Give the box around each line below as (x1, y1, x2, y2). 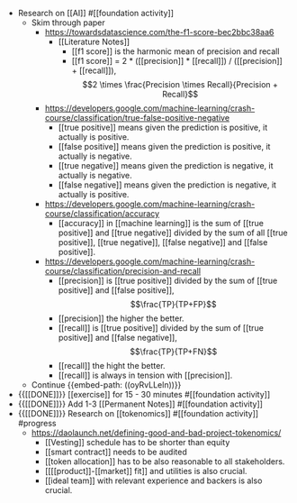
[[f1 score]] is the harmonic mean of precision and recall (71, 46, 280, 57)
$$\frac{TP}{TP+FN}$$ (130, 346, 218, 357)
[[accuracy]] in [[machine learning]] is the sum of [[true (58, 218, 264, 228)
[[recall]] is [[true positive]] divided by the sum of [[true (58, 323, 264, 333)
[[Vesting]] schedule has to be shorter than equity (44, 437, 230, 447)
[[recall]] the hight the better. (58, 361, 166, 370)
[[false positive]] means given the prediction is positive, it (58, 142, 271, 151)
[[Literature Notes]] (58, 36, 130, 47)
